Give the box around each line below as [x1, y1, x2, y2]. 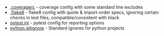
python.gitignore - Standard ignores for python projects [9, 25, 124, 31]
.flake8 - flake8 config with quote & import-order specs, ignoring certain [9, 9, 159, 15]
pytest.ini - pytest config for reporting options [9, 20, 104, 26]
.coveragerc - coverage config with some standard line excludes [9, 4, 143, 10]
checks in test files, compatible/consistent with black [9, 15, 119, 20]
